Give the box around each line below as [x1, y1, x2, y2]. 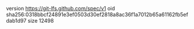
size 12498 [28, 17, 54, 24]
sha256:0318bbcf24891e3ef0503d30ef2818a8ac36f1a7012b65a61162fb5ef [6, 11, 189, 18]
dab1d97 [6, 17, 27, 24]
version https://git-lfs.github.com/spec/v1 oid [6, 5, 115, 12]
